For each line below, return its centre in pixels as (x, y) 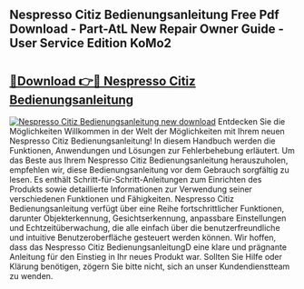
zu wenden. (31, 276)
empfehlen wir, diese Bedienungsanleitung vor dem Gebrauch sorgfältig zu (150, 170)
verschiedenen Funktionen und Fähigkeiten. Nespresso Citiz (122, 199)
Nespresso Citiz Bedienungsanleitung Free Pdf (144, 15)
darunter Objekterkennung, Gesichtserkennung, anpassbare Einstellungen (148, 218)
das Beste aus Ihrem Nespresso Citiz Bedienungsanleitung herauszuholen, (149, 160)
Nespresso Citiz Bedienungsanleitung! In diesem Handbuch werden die (142, 141)
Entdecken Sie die (251, 121)
